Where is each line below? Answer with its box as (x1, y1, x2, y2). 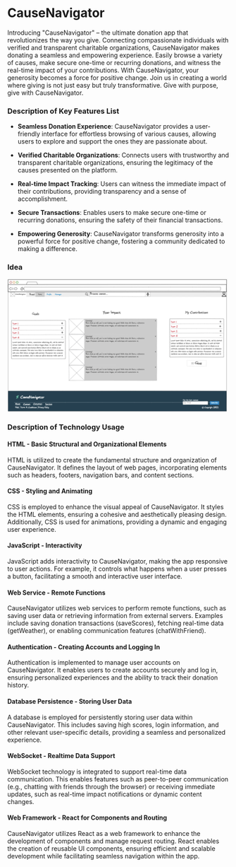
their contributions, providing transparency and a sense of (17, 187, 187, 196)
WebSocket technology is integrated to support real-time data (7, 767, 187, 776)
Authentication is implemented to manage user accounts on (7, 658, 181, 667)
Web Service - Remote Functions (7, 588, 106, 597)
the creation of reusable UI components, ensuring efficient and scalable (7, 844, 216, 853)
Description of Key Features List (7, 106, 120, 116)
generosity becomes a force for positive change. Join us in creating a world (7, 73, 227, 82)
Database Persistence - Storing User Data (7, 697, 132, 706)
